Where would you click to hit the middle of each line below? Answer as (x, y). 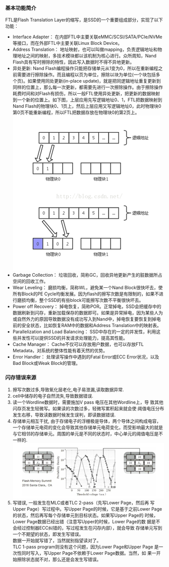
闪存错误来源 (21, 377)
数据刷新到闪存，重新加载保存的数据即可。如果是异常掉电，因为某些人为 (88, 313)
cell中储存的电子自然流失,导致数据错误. (53, 396)
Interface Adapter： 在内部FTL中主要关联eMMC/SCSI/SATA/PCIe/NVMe (87, 37)
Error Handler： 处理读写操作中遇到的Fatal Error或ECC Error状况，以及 (86, 357)
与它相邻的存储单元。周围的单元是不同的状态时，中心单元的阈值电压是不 (88, 433)
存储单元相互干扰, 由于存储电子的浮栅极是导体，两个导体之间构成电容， (87, 421)
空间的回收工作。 (30, 281)
